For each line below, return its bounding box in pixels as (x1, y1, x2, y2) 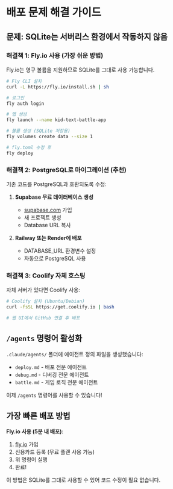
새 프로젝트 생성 (24, 213, 61, 221)
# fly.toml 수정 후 (6, 144, 51, 150)
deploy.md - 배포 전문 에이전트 (14, 363, 87, 370)
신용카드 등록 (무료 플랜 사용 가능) (14, 448, 95, 456)
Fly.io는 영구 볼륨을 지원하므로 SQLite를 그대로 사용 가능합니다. (6, 66, 155, 73)
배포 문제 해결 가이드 (6, 5, 101, 19)
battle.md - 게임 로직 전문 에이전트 (14, 378, 98, 385)
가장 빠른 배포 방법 (6, 411, 71, 421)
